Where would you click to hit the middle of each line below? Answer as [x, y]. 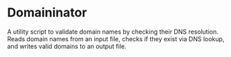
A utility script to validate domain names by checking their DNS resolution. [113, 32]
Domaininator [47, 13]
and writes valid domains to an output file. [67, 46]
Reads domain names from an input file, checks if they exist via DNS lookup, [116, 38]
